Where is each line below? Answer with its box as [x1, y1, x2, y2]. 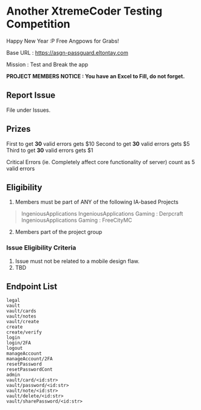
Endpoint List [6, 281, 58, 292]
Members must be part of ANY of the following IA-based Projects [15, 199, 179, 206]
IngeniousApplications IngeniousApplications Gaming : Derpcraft [21, 210, 183, 217]
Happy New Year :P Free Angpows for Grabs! [6, 37, 120, 44]
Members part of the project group [15, 228, 103, 236]
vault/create [6, 319, 39, 325]
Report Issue [6, 90, 56, 101]
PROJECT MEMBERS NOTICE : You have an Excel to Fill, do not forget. [6, 72, 185, 80]
